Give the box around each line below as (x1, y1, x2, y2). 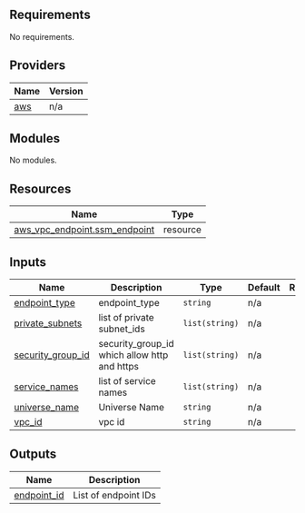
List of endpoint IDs (73, 488, 156, 501)
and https (98, 360, 139, 373)
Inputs (9, 254, 47, 270)
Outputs (9, 447, 57, 462)
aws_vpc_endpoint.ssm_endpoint (14, 223, 155, 236)
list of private (98, 311, 154, 324)
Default (248, 281, 280, 294)
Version (48, 84, 84, 97)
